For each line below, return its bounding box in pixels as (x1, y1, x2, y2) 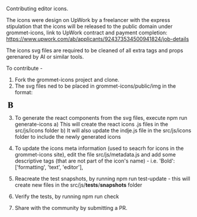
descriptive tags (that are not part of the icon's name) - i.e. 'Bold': (14, 157, 175, 164)
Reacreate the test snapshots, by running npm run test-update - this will (14, 175, 190, 182)
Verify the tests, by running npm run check (14, 193, 120, 200)
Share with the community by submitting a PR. (14, 205, 128, 211)
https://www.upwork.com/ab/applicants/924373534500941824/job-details (6, 36, 189, 42)
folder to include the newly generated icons (14, 133, 121, 140)
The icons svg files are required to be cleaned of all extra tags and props (6, 47, 183, 54)
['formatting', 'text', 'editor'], (14, 164, 83, 171)
